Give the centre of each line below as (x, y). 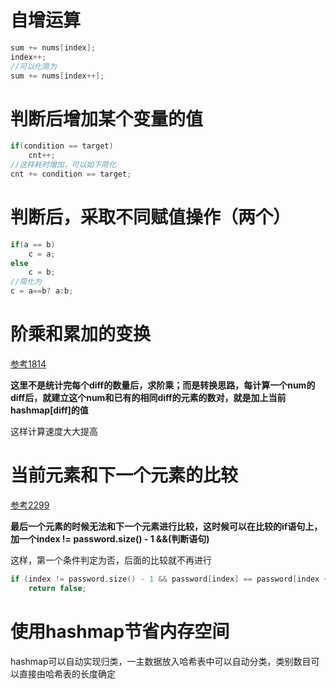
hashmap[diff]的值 (49, 410)
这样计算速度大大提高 (54, 431)
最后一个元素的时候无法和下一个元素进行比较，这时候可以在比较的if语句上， (166, 526)
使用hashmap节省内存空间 (120, 631)
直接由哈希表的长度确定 (67, 673)
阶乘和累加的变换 (81, 334)
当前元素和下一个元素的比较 (124, 475)
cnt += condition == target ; (71, 174)
